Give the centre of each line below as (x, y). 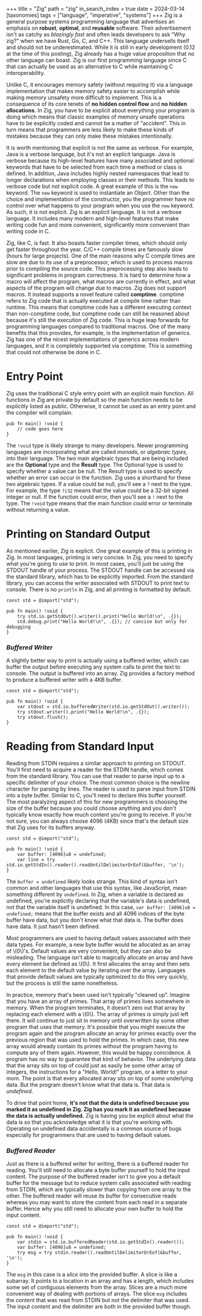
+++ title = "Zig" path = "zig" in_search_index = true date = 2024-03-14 (96, 9)
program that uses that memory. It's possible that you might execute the (96, 1027)
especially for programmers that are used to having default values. (89, 1135)
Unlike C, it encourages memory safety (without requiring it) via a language (99, 85)
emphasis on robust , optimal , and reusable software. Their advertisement (99, 28)
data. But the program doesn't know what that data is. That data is (88, 1085)
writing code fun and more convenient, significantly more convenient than (98, 225)
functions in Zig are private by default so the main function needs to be (94, 400)
